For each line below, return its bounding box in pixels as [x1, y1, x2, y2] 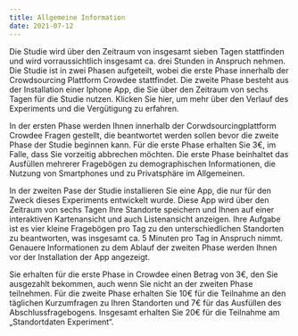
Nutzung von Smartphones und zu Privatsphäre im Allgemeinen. [9, 167, 245, 179]
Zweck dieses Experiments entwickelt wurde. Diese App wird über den [9, 194, 269, 206]
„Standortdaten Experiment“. [9, 316, 114, 327]
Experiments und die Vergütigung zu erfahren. [9, 103, 180, 113]
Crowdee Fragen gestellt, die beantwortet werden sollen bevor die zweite [9, 130, 279, 140]
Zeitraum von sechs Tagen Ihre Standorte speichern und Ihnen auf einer [9, 204, 275, 214]
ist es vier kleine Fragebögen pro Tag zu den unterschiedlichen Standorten [9, 223, 285, 233]
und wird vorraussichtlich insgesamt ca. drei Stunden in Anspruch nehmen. [9, 55, 286, 66]
